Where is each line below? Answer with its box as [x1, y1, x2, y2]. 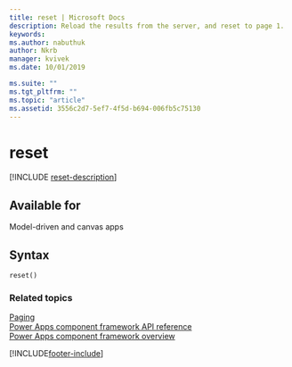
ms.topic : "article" [9, 96, 86, 104]
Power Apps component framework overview [9, 331, 175, 342]
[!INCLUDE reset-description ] [9, 171, 118, 183]
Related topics [9, 291, 73, 304]
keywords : [9, 29, 46, 38]
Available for [9, 197, 82, 213]
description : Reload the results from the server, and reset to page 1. [9, 21, 285, 30]
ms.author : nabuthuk [9, 38, 86, 47]
